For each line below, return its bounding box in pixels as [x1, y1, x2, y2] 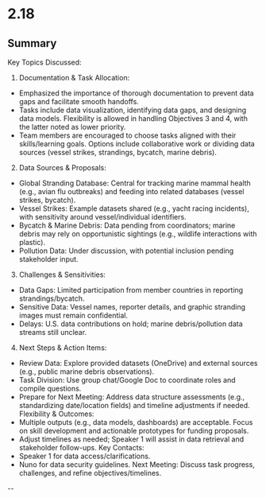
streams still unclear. [18, 328, 87, 337]
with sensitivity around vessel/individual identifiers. [18, 212, 187, 221]
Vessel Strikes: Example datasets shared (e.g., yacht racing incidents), [18, 204, 249, 213]
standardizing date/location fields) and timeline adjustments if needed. [18, 401, 251, 410]
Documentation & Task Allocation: [18, 73, 130, 82]
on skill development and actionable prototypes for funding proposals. [18, 426, 249, 435]
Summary [7, 37, 57, 50]
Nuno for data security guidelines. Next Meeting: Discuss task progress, [18, 460, 255, 469]
